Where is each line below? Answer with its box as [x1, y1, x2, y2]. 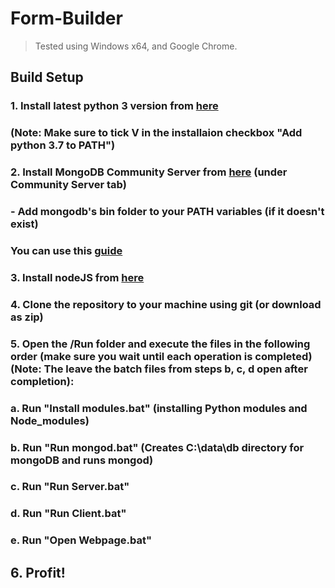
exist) [10, 217, 39, 231]
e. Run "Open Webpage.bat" [10, 533, 153, 547]
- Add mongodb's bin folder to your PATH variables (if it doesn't [10, 205, 325, 219]
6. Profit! [10, 564, 66, 581]
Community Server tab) [10, 178, 127, 192]
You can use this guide [10, 243, 123, 257]
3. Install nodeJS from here [10, 270, 145, 284]
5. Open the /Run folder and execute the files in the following [10, 337, 311, 351]
